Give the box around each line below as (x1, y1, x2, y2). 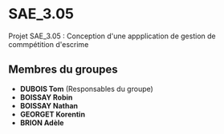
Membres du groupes (8, 63, 118, 77)
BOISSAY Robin (19, 93, 73, 102)
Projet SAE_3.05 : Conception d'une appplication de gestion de (8, 31, 216, 41)
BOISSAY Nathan (19, 100, 79, 110)
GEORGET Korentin (19, 109, 86, 119)
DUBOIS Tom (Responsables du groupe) (19, 84, 154, 93)
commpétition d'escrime (8, 39, 89, 49)
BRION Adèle (19, 117, 64, 128)
